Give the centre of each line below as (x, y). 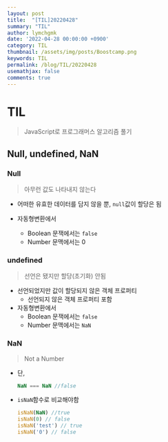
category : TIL (28, 46)
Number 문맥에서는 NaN (59, 325)
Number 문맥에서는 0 (56, 242)
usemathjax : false (33, 71)
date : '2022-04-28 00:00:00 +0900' (58, 39)
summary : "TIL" (29, 26)
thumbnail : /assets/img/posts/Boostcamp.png (72, 52)
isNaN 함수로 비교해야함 (48, 400)
